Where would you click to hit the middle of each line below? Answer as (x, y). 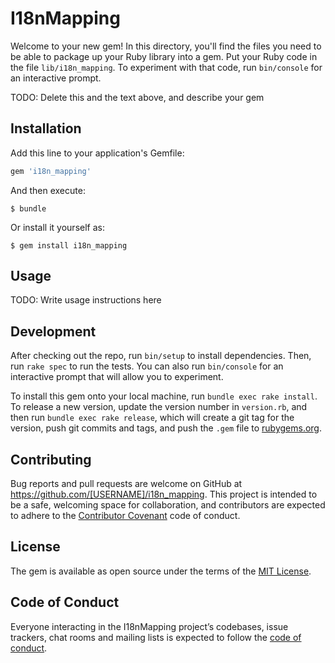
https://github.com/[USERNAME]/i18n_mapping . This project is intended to (164, 494)
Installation (46, 128)
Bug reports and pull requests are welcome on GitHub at (126, 484)
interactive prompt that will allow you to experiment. (117, 377)
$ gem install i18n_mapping (69, 245)
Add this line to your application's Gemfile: (97, 153)
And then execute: (48, 190)
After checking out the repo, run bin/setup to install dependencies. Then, (161, 356)
